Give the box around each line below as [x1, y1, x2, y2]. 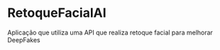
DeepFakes [7, 35, 40, 44]
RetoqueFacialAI [7, 5, 106, 21]
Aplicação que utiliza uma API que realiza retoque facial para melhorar [7, 28, 213, 37]
